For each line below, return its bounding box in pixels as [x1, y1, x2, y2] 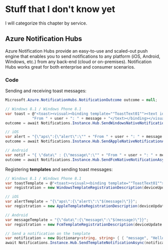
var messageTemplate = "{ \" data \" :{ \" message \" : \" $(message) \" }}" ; [5, 217, 149, 222]
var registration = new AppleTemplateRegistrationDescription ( [5, 204, 140, 209]
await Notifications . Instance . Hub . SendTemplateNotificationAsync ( [5, 240, 146, 245]
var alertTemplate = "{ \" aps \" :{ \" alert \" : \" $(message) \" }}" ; [5, 199, 137, 204]
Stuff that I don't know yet [5, 4, 115, 15]
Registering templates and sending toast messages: [5, 166, 113, 172]
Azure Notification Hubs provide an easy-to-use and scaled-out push [5, 48, 148, 54]
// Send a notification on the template [5, 231, 91, 236]
